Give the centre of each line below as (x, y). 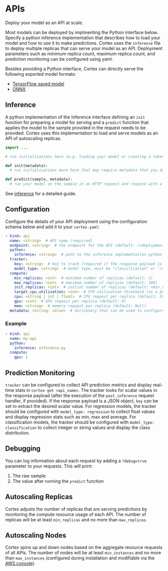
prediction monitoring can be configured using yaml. (59, 59)
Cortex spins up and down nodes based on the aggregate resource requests (84, 547)
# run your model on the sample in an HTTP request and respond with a (86, 184)
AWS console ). (20, 563)
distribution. (17, 433)
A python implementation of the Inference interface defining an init (75, 117)
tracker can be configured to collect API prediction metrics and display (78, 385)
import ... (16, 148)
